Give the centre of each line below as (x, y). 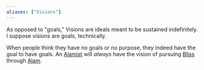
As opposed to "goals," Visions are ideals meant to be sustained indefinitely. (102, 29)
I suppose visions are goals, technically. (56, 36)
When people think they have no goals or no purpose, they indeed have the (101, 47)
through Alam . (24, 60)
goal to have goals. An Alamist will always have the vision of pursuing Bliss (100, 54)
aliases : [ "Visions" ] (34, 12)
